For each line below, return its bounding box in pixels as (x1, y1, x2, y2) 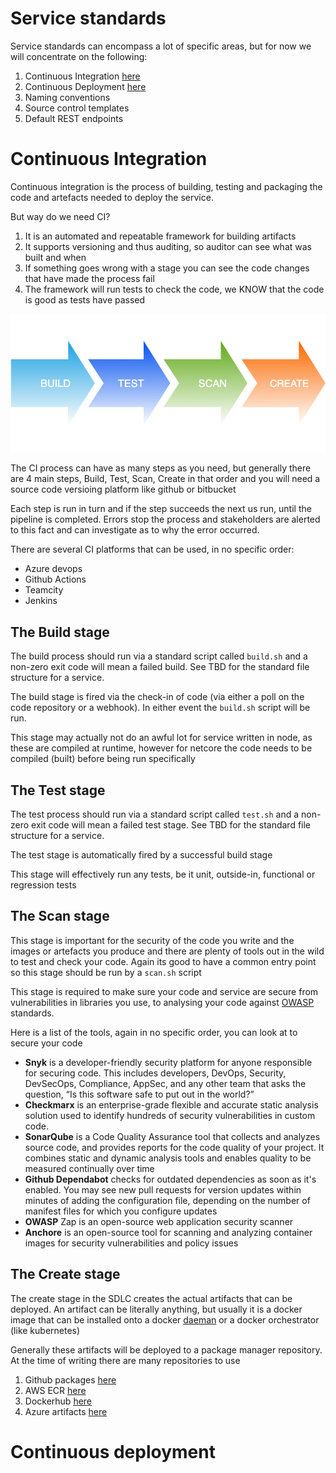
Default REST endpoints (24, 112, 124, 124)
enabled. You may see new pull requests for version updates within (24, 1183, 302, 1196)
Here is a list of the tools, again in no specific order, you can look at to (10, 1026, 298, 1038)
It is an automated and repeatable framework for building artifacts (24, 230, 297, 242)
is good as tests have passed (24, 293, 146, 306)
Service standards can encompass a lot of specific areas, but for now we (10, 40, 312, 52)
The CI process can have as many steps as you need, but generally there (10, 462, 312, 474)
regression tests (10, 878, 77, 891)
